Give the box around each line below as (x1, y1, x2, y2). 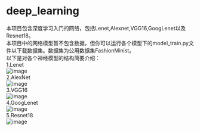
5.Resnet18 (6, 111, 33, 118)
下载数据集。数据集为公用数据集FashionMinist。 (16, 46, 135, 54)
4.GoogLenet (6, 99, 38, 106)
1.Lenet (6, 61, 24, 68)
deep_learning (6, 4, 79, 18)
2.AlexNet (6, 73, 31, 81)
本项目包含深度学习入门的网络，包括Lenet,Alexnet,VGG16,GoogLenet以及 (6, 24, 186, 32)
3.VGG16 (6, 86, 28, 93)
